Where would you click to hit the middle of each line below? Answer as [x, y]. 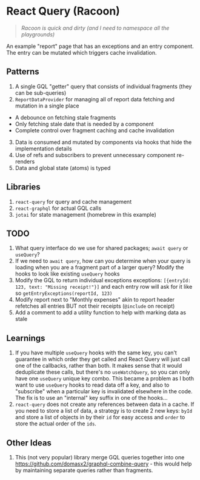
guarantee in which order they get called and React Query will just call [102, 359]
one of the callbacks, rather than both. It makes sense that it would [98, 366]
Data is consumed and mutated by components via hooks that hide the [103, 142]
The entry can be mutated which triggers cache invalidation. [82, 52]
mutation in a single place [47, 106]
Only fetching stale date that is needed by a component [84, 124]
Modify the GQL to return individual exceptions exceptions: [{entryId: [103, 280]
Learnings [26, 338]
